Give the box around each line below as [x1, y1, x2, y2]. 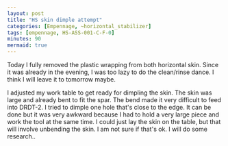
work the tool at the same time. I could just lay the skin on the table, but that [7, 118, 221, 125]
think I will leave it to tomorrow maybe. [7, 75, 116, 83]
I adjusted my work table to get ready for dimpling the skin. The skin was [7, 88, 212, 97]
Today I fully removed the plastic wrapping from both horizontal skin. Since [7, 61, 219, 69]
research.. [7, 132, 36, 141]
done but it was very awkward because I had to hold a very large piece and [7, 110, 220, 119]
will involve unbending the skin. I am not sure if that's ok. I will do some [7, 125, 207, 133]
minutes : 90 [7, 36, 41, 42]
